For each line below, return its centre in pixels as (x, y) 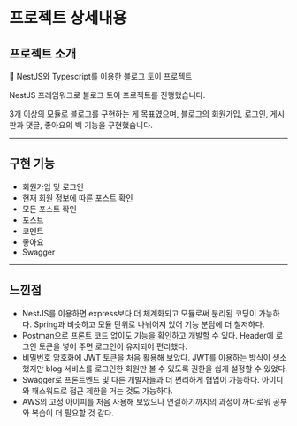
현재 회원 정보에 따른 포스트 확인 (77, 198)
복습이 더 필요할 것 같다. (73, 413)
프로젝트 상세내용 (68, 18)
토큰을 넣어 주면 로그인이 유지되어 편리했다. (113, 346)
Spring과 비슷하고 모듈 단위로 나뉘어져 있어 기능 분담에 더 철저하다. (149, 324)
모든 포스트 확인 (49, 209)
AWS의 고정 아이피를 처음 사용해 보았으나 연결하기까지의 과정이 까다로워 (146, 401)
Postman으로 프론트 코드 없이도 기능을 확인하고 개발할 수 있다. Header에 (148, 335)
